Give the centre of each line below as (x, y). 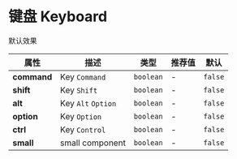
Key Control (83, 129)
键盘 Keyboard (58, 17)
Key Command (83, 76)
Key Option (81, 116)
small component (93, 143)
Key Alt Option (88, 103)
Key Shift (79, 90)
